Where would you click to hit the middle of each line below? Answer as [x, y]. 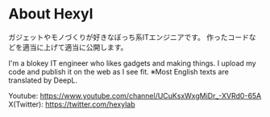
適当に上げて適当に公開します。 [75, 47]
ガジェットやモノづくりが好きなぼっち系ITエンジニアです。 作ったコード [129, 37]
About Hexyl [51, 14]
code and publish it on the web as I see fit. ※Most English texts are [119, 71]
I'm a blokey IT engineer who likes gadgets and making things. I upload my [132, 63]
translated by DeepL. [43, 80]
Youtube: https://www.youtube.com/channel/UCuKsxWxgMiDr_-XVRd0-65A [135, 95]
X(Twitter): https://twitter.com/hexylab [72, 104]
